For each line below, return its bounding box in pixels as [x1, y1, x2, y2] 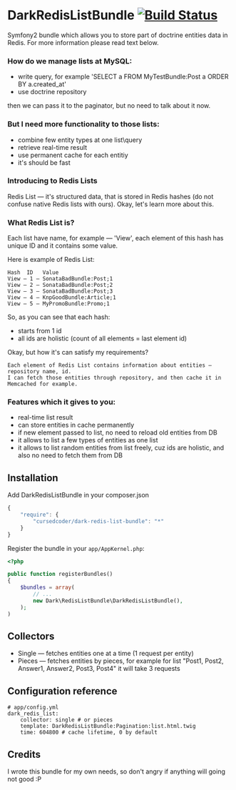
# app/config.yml [7, 704, 59, 711]
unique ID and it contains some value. [7, 241, 118, 250]
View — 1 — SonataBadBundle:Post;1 [7, 275, 113, 283]
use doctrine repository [17, 88, 87, 96]
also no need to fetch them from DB [17, 451, 123, 460]
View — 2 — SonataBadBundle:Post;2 [7, 282, 113, 289]
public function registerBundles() [7, 571, 113, 578]
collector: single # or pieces [20, 716, 113, 724]
